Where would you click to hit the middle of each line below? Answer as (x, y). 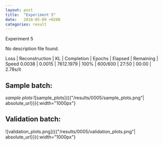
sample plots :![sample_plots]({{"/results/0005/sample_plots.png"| (75, 98)
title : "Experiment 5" (31, 15)
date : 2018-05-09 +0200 (33, 19)
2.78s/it (13, 69)
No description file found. (32, 49)
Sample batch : (29, 86)
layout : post (19, 10)
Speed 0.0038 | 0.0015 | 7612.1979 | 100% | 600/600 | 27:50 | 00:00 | (78, 64)
